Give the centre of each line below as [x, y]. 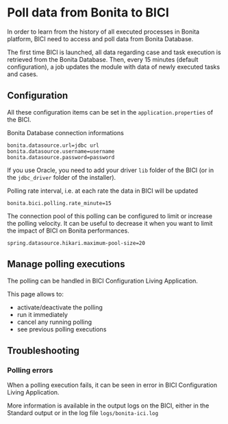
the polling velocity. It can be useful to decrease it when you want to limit [110, 223]
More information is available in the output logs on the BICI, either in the [108, 405]
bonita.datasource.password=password [61, 157]
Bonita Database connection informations [66, 132]
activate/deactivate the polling [60, 307]
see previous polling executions [62, 329]
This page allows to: [35, 294]
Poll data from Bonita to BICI [88, 13]
